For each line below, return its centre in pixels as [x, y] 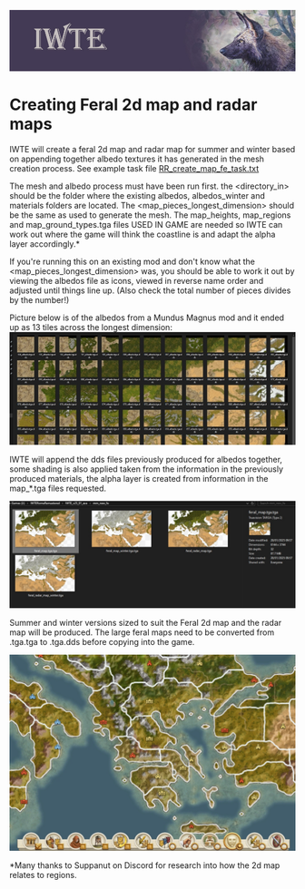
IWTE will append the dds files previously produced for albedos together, [146, 460]
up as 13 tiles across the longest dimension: [91, 327]
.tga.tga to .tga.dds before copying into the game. [102, 642]
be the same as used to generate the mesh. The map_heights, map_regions [150, 215]
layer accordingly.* [44, 244]
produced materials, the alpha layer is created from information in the [139, 479]
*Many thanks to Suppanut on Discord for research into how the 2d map [145, 865]
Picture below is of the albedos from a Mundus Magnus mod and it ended [147, 317]
